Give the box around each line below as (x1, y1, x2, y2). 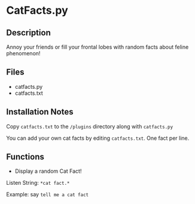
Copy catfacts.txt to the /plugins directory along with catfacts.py (6, 122, 173, 130)
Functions (6, 152, 45, 162)
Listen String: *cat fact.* (6, 179, 70, 187)
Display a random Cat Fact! (14, 167, 82, 175)
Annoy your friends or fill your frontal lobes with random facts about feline (6, 43, 189, 50)
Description (6, 28, 51, 38)
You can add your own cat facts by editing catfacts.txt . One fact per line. (6, 134, 190, 142)
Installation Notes (6, 107, 74, 117)
